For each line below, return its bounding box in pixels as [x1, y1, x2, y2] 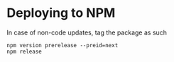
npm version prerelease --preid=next [6, 42, 119, 49]
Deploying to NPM [6, 5, 116, 21]
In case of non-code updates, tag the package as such [6, 28, 168, 37]
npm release [6, 48, 42, 55]
